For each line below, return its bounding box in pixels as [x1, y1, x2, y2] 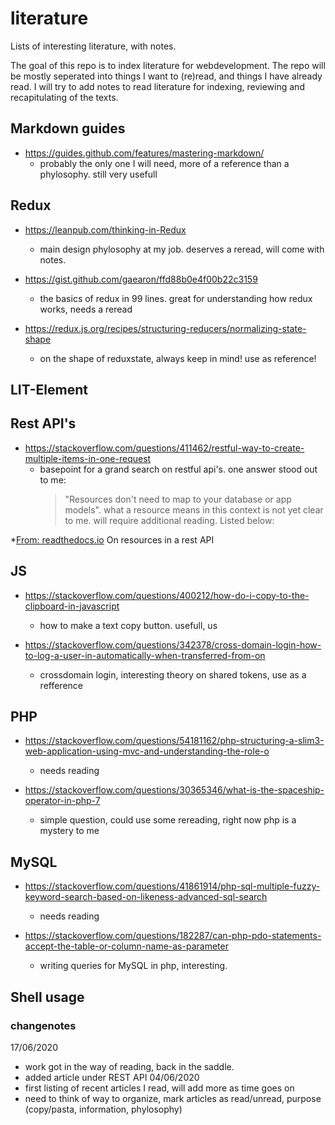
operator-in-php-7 [24, 795, 101, 807]
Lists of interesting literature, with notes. [10, 40, 177, 52]
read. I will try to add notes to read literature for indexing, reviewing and [10, 80, 305, 92]
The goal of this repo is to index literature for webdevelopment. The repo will [10, 59, 326, 71]
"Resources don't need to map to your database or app [64, 493, 292, 505]
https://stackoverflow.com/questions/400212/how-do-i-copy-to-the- [24, 589, 310, 601]
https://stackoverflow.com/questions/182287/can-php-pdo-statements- [24, 930, 322, 942]
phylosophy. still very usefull [39, 168, 158, 180]
